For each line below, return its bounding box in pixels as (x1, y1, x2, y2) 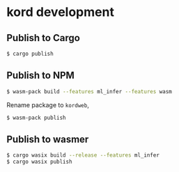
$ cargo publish (6, 50, 54, 57)
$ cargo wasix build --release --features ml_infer (6, 152, 159, 159)
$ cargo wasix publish (6, 158, 72, 166)
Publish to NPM (6, 70, 75, 81)
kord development (6, 4, 114, 20)
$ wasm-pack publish (6, 114, 67, 121)
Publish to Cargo (6, 32, 81, 44)
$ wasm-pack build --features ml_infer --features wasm (6, 88, 172, 95)
